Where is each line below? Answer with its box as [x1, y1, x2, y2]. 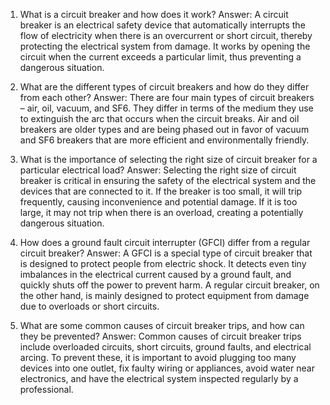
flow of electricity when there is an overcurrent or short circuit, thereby [19, 30, 313, 41]
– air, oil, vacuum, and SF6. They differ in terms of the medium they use [19, 102, 314, 114]
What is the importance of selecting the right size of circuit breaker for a [19, 154, 318, 165]
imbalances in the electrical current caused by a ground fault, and [19, 269, 292, 280]
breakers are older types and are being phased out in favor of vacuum [19, 124, 310, 135]
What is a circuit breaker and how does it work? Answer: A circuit [19, 9, 289, 20]
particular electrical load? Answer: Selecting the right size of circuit [19, 164, 297, 176]
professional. [19, 384, 74, 395]
